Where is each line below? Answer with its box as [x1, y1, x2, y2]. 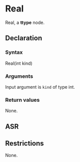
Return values [5, 96, 40, 103]
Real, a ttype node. [5, 19, 45, 25]
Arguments [5, 73, 33, 80]
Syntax [5, 49, 23, 56]
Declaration [5, 34, 42, 42]
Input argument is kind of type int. [5, 84, 75, 90]
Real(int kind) [5, 60, 32, 66]
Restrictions [5, 139, 44, 148]
